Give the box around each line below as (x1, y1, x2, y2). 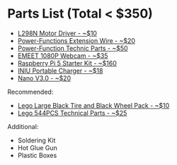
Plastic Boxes (17, 151, 57, 159)
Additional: (7, 122, 39, 130)
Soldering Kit (17, 136, 56, 145)
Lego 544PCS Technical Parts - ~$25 (17, 109, 127, 117)
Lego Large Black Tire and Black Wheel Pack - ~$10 (17, 101, 170, 109)
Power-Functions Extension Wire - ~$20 (17, 36, 136, 44)
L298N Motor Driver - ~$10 (17, 29, 98, 37)
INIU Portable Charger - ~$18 (17, 66, 103, 75)
